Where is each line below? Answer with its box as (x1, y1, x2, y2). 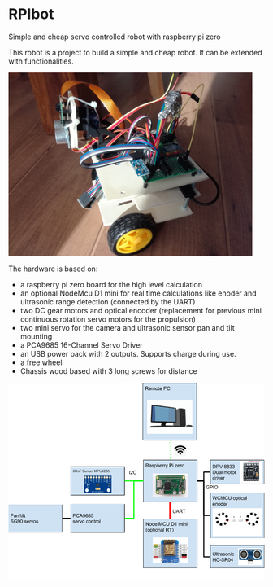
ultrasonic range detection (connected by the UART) (19, 296, 196, 306)
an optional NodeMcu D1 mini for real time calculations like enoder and (19, 288, 258, 298)
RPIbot (8, 5, 54, 24)
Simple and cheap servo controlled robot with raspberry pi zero (8, 32, 221, 42)
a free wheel (19, 357, 63, 367)
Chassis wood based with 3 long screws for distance (19, 366, 197, 375)
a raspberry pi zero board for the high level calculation (19, 279, 203, 289)
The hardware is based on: (8, 264, 98, 274)
